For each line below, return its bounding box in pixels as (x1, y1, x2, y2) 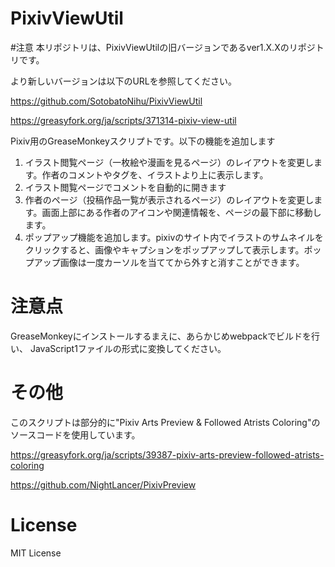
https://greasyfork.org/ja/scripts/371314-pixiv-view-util (10, 114, 237, 126)
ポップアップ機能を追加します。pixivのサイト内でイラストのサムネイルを (24, 231, 324, 243)
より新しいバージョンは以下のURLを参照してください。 (10, 75, 237, 87)
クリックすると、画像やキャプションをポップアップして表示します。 (24, 243, 305, 256)
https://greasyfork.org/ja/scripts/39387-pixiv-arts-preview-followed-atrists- (10, 448, 325, 461)
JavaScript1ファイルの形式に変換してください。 (29, 342, 227, 354)
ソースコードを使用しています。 (10, 428, 141, 441)
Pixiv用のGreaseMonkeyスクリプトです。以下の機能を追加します (10, 135, 276, 147)
